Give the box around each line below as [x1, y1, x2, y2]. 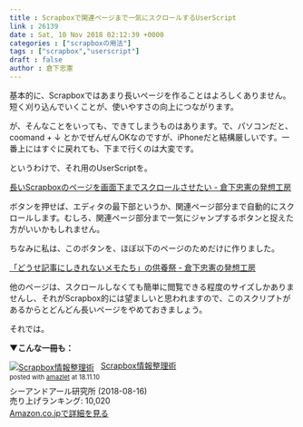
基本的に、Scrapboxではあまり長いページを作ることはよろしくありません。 [9, 90, 291, 101]
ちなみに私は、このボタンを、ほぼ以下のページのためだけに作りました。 [9, 242, 279, 254]
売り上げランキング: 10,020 [9, 395, 111, 406]
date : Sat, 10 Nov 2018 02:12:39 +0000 [9, 30, 165, 39]
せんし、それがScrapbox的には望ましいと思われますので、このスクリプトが [9, 292, 291, 304]
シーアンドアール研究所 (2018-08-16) [9, 386, 148, 397]
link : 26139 [9, 22, 59, 31]
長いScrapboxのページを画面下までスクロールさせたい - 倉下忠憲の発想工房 [9, 181, 292, 192]
